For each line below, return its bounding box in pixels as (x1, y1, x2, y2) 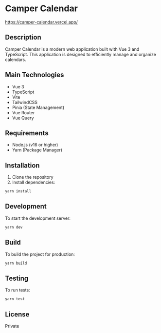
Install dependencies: (12, 179, 55, 186)
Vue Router (12, 109, 35, 115)
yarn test (5, 296, 25, 302)
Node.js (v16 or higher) (12, 142, 58, 148)
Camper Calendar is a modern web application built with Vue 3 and (5, 46, 140, 52)
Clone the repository (12, 174, 54, 180)
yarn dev (5, 225, 23, 229)
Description (5, 33, 41, 42)
